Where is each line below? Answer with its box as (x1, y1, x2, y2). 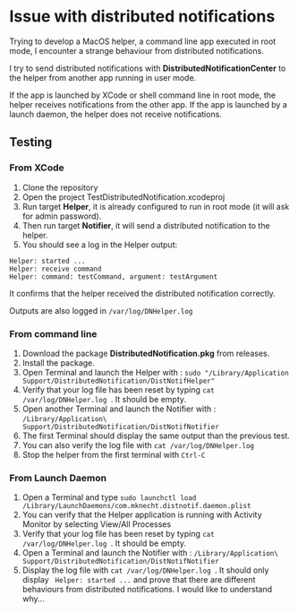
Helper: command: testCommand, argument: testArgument (9, 272, 218, 281)
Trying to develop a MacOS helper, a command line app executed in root (9, 36, 277, 47)
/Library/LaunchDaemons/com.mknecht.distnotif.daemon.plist (21, 502, 251, 511)
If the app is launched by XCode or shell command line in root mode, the (9, 90, 276, 100)
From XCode (9, 161, 64, 174)
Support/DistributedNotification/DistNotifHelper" (21, 376, 216, 385)
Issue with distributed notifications (9, 6, 276, 27)
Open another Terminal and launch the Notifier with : (21, 403, 217, 414)
